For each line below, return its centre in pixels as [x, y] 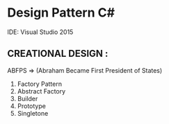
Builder [27, 98]
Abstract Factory [41, 91]
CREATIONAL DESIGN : [58, 54]
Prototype [32, 106]
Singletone [33, 113]
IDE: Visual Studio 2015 [40, 32]
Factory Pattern [40, 84]
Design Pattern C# [61, 13]
